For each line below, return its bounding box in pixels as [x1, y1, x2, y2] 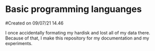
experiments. [5, 40, 33, 46]
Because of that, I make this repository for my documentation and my [5, 35, 149, 41]
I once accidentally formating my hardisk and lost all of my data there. [5, 29, 150, 35]
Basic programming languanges [5, 3, 142, 15]
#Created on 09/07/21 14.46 [5, 20, 64, 26]
